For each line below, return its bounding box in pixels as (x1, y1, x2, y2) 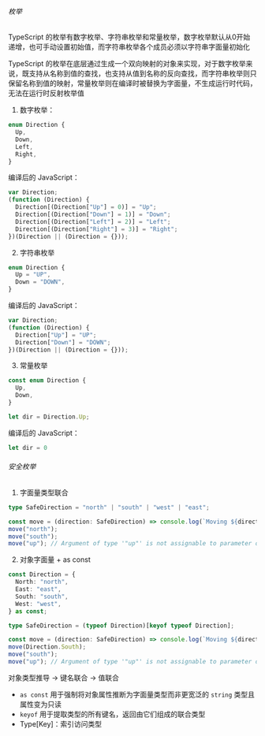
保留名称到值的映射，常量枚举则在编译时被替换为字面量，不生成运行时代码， (8, 79, 257, 88)
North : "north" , (15, 578, 69, 586)
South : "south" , (15, 593, 69, 600)
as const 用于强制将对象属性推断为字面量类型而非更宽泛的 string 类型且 (19, 690, 255, 699)
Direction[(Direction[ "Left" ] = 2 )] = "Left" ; (15, 217, 171, 225)
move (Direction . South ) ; (8, 643, 87, 651)
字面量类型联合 (19, 488, 69, 497)
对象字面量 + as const (19, 555, 91, 564)
